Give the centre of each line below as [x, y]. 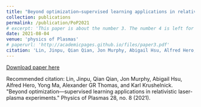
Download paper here [33, 67]
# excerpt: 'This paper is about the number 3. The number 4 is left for [100, 28]
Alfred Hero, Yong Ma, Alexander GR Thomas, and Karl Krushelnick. [90, 85]
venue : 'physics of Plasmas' [42, 39]
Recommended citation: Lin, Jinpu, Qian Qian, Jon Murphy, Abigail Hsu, [94, 78]
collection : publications [38, 17]
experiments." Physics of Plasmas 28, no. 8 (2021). [88, 97]
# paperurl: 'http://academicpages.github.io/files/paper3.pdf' [88, 45]
